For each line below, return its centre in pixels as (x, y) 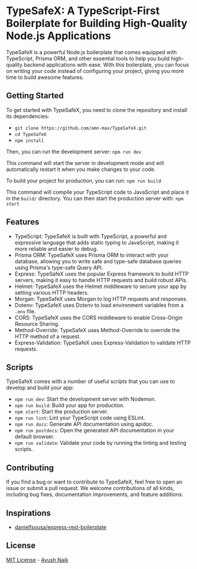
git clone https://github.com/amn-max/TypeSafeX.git (81, 128)
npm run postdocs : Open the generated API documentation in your (94, 431)
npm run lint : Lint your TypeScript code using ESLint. (80, 418)
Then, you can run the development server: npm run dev (74, 151)
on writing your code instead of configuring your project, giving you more (95, 71)
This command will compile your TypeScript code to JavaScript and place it (98, 192)
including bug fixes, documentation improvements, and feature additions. (95, 494)
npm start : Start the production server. (61, 412)
